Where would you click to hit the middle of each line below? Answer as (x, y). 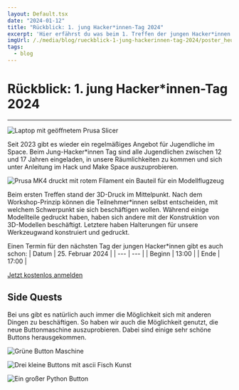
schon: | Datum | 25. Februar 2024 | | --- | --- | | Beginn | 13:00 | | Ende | (114, 253)
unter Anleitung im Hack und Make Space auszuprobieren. (93, 167)
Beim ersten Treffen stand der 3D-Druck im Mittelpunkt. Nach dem (105, 194)
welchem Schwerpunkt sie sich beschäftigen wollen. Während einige (108, 209)
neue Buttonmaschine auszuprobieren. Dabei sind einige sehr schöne (109, 330)
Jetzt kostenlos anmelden (45, 275)
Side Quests (35, 297)
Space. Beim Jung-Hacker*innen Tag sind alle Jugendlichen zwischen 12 (115, 152)
